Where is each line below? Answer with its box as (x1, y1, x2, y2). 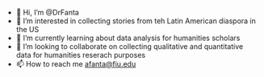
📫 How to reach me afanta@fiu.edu (15, 59, 136, 68)
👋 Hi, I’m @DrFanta (15, 8, 79, 17)
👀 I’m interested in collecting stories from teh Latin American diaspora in (15, 16, 257, 26)
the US (15, 25, 40, 34)
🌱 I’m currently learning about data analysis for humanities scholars (15, 33, 241, 43)
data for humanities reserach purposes (15, 51, 146, 59)
